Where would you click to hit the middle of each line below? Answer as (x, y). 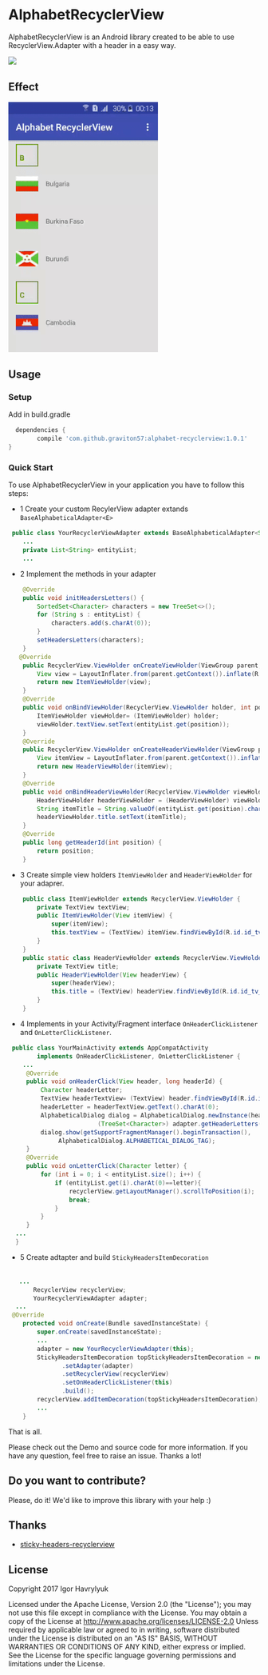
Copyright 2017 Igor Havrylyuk (59, 1589)
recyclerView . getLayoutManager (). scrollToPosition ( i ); (162, 1191)
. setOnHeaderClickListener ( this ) (117, 1383)
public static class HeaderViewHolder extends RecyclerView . (126, 957)
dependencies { (41, 430)
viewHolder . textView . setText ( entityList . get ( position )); (133, 724)
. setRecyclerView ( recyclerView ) (116, 1374)
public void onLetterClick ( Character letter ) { (106, 1166)
